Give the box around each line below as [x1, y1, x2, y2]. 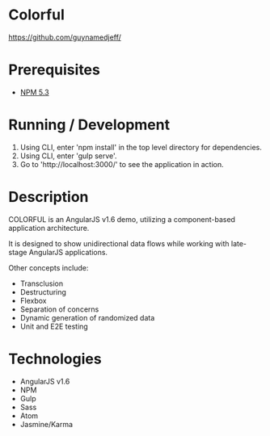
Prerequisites [8, 61, 101, 79]
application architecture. [8, 223, 90, 233]
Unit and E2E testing [19, 321, 89, 331]
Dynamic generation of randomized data [19, 312, 155, 322]
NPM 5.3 [19, 87, 50, 97]
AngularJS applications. [28, 247, 108, 257]
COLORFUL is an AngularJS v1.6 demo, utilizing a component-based [8, 214, 236, 224]
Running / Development [8, 115, 171, 134]
